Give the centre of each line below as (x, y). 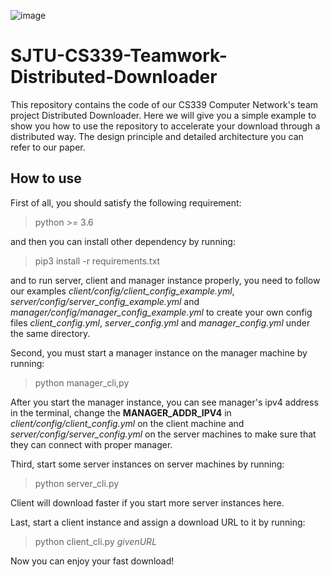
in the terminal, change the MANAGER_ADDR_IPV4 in (121, 412)
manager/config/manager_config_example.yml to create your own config (161, 312)
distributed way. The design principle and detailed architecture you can (157, 136)
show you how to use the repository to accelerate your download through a (165, 126)
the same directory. (50, 333)
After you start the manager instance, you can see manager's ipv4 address (164, 402)
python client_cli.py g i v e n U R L (96, 541)
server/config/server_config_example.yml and (105, 301)
